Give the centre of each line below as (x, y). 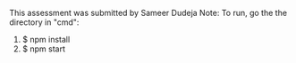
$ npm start (43, 49)
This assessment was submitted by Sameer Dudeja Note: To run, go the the (148, 13)
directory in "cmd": (44, 22)
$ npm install (46, 39)
